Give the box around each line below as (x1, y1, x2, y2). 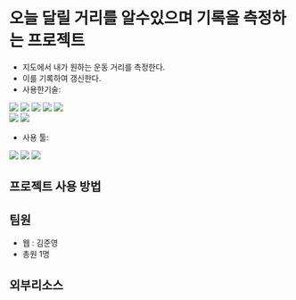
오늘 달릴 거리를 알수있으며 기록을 (9, 8, 240, 29)
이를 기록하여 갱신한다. (21, 72, 102, 83)
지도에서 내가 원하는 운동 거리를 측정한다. (21, 62, 166, 72)
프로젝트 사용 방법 (9, 179, 102, 195)
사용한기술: (21, 84, 62, 95)
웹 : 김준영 (21, 237, 59, 248)
